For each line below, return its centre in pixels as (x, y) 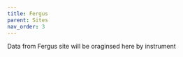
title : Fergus (28, 14)
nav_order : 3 (26, 26)
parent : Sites (28, 20)
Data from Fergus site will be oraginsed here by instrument (91, 47)
